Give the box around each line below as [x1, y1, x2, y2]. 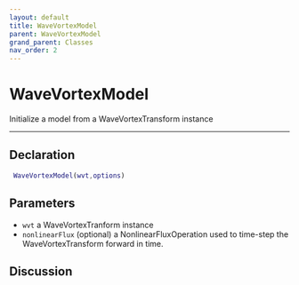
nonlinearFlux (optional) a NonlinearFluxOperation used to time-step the [21, 228, 289, 240]
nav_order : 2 [9, 46, 58, 55]
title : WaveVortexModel [9, 21, 98, 30]
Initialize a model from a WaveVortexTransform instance [9, 114, 214, 124]
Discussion [9, 264, 73, 279]
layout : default [9, 12, 69, 22]
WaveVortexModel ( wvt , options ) [12, 170, 125, 180]
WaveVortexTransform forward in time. [21, 238, 164, 249]
